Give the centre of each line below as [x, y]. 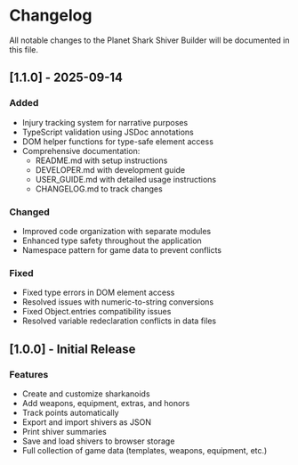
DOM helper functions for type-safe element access [117, 141]
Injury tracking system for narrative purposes [105, 122]
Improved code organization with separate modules [117, 231]
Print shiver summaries [64, 431]
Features [29, 374]
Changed [30, 212]
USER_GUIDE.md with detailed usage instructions [125, 179]
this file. [24, 49]
